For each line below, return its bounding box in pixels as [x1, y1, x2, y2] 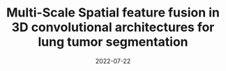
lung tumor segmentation [37, 34, 189, 50]
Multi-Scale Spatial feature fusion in [6, 5, 220, 21]
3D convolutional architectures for [11, 19, 215, 35]
